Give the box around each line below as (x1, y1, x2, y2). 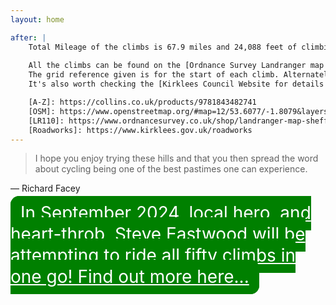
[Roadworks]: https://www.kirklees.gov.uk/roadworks (28, 125, 253, 135)
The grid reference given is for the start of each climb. (28, 70, 280, 80)
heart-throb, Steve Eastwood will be (10, 223, 306, 246)
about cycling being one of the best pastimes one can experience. (34, 163, 308, 175)
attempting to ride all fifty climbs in (10, 244, 297, 267)
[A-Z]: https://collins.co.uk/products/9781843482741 (28, 97, 257, 107)
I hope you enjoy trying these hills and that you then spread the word (34, 152, 319, 165)
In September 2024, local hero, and (20, 202, 312, 225)
